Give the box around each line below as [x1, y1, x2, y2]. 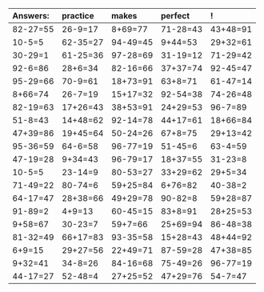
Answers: [12, 10, 50, 21]
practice [62, 10, 94, 21]
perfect [161, 10, 190, 21]
